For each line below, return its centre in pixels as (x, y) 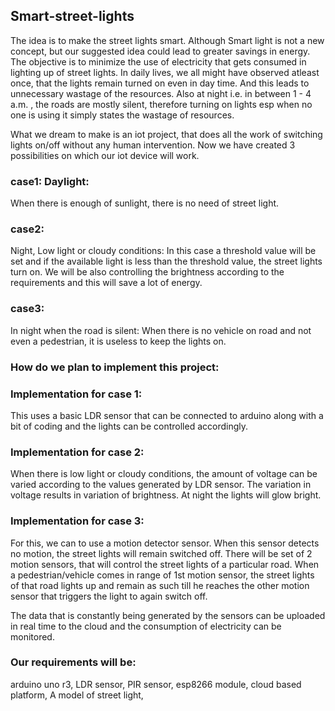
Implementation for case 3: (77, 521)
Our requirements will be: (73, 662)
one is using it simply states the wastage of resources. (122, 115)
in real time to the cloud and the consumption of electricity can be (146, 626)
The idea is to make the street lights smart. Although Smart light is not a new (167, 40)
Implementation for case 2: (77, 452)
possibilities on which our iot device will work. (105, 155)
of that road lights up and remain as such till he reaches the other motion (160, 585)
